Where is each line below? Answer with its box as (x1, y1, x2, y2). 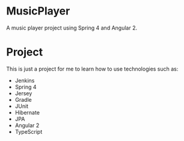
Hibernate (14, 108, 40, 116)
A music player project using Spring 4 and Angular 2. (6, 24, 137, 31)
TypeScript (14, 128, 43, 135)
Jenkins (14, 77, 35, 84)
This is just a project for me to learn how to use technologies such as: (6, 65, 179, 72)
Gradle (14, 96, 32, 103)
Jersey (14, 89, 32, 97)
